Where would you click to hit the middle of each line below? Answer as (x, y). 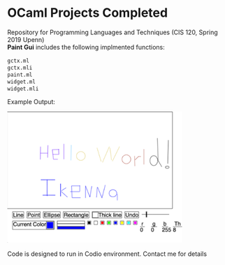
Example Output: (31, 101)
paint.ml (20, 75)
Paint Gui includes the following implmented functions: (86, 47)
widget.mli (23, 89)
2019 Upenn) (26, 39)
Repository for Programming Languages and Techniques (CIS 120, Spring (112, 32)
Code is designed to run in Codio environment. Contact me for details (107, 254)
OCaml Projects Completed (88, 13)
